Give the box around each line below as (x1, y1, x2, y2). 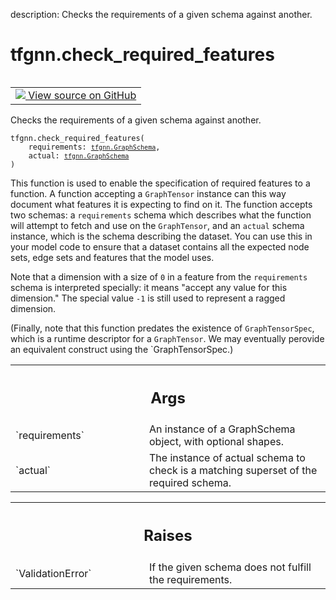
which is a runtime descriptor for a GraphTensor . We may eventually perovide (10, 332, 325, 344)
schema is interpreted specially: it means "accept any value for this (10, 281, 288, 293)
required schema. (149, 476, 232, 490)
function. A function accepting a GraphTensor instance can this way (10, 187, 287, 199)
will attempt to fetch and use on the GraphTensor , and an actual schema (10, 219, 305, 231)
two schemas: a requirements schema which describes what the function (10, 209, 312, 221)
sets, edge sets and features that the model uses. (10, 251, 215, 263)
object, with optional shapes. (149, 435, 284, 449)
